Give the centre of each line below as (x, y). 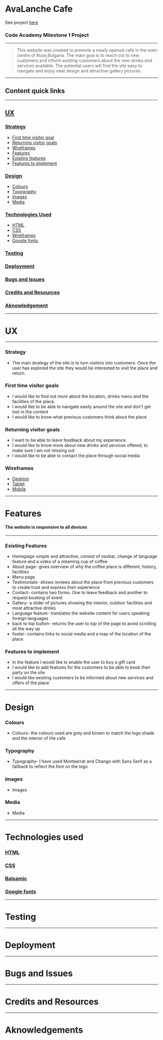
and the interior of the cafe (39, 738)
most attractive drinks (34, 608)
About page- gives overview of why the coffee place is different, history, (84, 567)
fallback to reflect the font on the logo (50, 766)
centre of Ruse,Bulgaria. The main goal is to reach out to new (78, 55)
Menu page (24, 577)
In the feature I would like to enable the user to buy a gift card (73, 662)
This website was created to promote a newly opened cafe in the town (87, 50)
